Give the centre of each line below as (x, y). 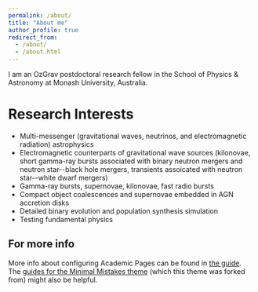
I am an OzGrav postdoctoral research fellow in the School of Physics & (124, 74)
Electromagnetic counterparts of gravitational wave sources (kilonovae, (135, 152)
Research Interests (71, 114)
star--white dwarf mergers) (64, 177)
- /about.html (38, 52)
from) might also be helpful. (53, 279)
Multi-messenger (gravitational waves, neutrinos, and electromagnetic (133, 136)
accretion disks (44, 203)
